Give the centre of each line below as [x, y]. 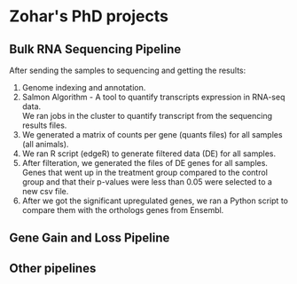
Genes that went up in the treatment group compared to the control [145, 172]
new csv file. [45, 191]
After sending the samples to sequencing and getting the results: [128, 70]
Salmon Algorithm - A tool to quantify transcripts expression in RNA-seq [153, 97]
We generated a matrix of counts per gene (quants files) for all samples [152, 134]
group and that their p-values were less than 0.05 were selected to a [147, 182]
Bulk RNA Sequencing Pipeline [95, 49]
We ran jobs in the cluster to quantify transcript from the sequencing [147, 116]
